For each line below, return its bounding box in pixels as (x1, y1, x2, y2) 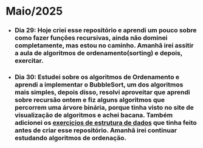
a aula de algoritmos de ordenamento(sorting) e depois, (14, 49, 183, 57)
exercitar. (14, 57, 44, 65)
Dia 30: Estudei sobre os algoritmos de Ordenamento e (14, 73, 180, 82)
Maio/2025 (5, 4, 63, 18)
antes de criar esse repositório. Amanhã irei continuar (14, 126, 177, 135)
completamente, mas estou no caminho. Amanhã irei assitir (14, 41, 194, 50)
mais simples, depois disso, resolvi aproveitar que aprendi (14, 88, 190, 97)
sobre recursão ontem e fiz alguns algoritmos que (14, 96, 165, 104)
